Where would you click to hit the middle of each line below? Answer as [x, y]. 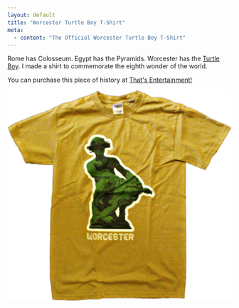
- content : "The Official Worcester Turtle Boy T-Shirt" [100, 38]
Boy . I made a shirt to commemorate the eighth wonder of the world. [107, 66]
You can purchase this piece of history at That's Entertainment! [100, 80]
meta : [15, 30]
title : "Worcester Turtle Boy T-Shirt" [67, 22]
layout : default [31, 15]
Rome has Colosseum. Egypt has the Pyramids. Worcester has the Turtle [114, 59]
